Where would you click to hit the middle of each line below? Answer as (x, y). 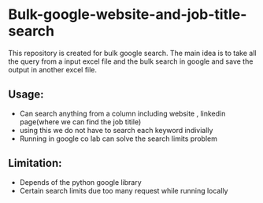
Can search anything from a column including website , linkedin (122, 113)
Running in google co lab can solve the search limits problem (119, 138)
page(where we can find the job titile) (80, 122)
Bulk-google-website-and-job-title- (128, 15)
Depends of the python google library (80, 182)
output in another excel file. (52, 69)
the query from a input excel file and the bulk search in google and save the (131, 61)
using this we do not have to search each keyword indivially (116, 130)
